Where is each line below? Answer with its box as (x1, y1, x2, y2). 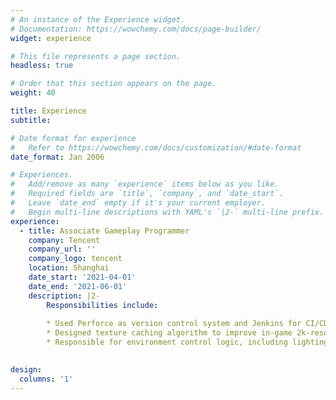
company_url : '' (28, 244, 97, 255)
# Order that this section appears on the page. (10, 79, 217, 89)
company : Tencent (28, 235, 101, 245)
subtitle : (10, 115, 52, 125)
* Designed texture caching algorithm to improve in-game (46, 328, 293, 338)
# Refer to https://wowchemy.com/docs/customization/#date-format (10, 142, 302, 153)
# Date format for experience (10, 133, 137, 143)
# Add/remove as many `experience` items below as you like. (10, 179, 280, 190)
